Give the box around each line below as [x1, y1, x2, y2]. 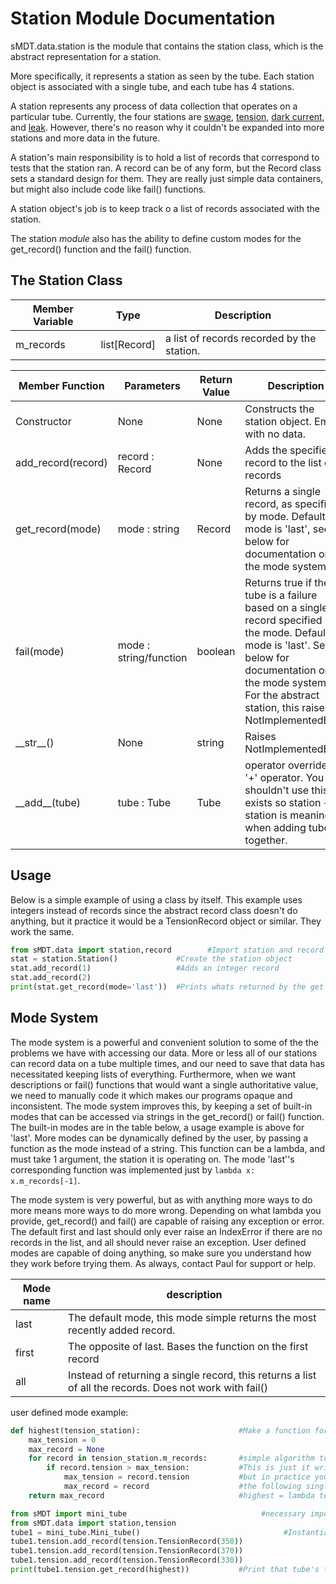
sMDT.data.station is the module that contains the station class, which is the [10, 40, 324, 52]
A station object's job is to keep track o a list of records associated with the [10, 202, 320, 214]
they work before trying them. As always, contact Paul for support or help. [10, 1257, 316, 1269]
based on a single [244, 600, 328, 614]
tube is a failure [244, 588, 318, 602]
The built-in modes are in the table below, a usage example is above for [10, 1121, 305, 1133]
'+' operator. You [244, 770, 325, 784]
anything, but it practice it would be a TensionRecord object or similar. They [10, 915, 322, 927]
